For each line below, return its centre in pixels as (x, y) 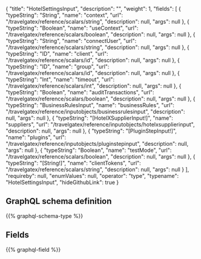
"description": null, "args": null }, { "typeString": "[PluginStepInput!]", (91, 131)
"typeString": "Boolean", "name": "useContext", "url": (72, 28)
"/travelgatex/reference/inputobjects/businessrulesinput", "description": (95, 112)
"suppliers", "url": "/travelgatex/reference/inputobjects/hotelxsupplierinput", (100, 124)
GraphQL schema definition (59, 201)
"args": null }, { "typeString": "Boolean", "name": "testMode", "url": (89, 150)
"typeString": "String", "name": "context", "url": (64, 15)
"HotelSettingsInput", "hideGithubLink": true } (62, 182)
